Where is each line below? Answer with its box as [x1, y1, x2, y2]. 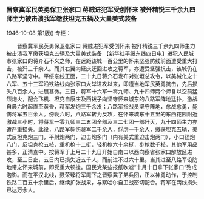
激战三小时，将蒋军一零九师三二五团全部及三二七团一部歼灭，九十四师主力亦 [6, 118, 198, 126]
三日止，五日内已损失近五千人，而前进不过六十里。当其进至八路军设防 [22, 156, 198, 163]
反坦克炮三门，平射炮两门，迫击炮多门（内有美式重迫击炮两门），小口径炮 [11, 133, 195, 141]
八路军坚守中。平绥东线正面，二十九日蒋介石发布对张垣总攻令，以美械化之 [6, 73, 192, 80]
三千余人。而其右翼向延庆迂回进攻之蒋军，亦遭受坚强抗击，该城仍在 [27, 65, 198, 72]
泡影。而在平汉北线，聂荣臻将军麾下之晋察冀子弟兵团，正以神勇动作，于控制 [6, 171, 198, 178]
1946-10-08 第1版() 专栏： [6, 29, 72, 37]
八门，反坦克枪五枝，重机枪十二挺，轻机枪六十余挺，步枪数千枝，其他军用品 [6, 141, 198, 148]
